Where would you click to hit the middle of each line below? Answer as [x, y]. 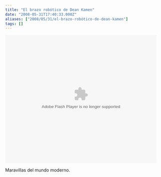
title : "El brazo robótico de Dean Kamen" [50, 10]
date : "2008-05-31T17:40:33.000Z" [41, 14]
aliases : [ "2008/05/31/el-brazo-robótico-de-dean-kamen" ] [67, 19]
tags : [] [14, 24]
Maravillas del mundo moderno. [38, 170]
